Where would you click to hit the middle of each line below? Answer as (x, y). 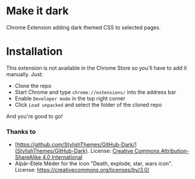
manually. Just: (25, 74)
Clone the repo (33, 86)
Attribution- (175, 151)
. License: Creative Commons (123, 151)
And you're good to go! (34, 116)
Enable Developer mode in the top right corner (70, 98)
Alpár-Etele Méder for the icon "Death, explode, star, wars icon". (93, 164)
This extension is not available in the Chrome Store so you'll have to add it (97, 68)
